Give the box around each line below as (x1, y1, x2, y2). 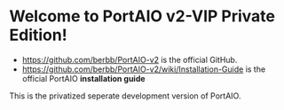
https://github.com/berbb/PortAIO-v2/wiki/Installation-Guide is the (21, 64, 266, 75)
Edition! (9, 25, 68, 45)
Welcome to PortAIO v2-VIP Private (9, 6, 275, 27)
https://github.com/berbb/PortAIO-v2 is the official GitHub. (21, 54, 238, 65)
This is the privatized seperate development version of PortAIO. (9, 90, 241, 101)
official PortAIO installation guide (21, 73, 146, 83)
